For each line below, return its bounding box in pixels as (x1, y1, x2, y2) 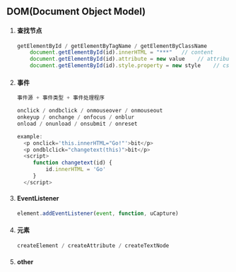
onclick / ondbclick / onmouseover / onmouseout (16, 107, 163, 114)
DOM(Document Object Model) (6, 6, 146, 18)
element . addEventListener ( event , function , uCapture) (16, 210, 179, 217)
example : (16, 133, 43, 140)
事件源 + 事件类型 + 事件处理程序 (16, 95, 105, 102)
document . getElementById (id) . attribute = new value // (30, 56, 204, 63)
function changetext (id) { (33, 159, 112, 167)
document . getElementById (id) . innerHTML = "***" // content (30, 49, 213, 56)
